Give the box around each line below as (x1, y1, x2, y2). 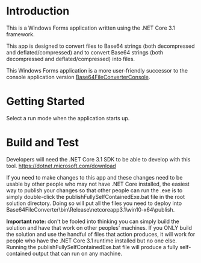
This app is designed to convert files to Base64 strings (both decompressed (6, 42, 195, 50)
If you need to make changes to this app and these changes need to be (6, 174, 183, 181)
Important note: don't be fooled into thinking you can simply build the (6, 218, 179, 225)
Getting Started (6, 95, 85, 108)
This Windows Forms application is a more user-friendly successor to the (6, 67, 188, 74)
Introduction (6, 4, 70, 18)
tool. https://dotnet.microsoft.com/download (6, 162, 116, 169)
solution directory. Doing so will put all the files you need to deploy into (6, 200, 182, 207)
